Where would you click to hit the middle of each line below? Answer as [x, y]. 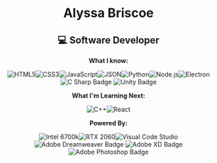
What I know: [108, 61]
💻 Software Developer [108, 40]
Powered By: [108, 123]
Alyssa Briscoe [108, 13]
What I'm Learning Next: [108, 96]
